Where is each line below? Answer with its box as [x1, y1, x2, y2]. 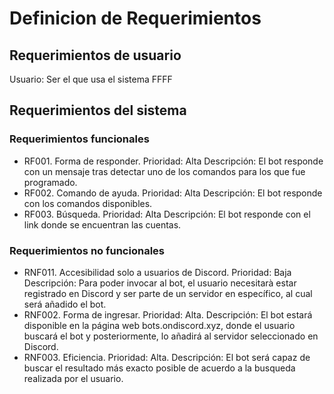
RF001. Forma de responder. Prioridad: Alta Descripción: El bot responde [23, 155, 324, 167]
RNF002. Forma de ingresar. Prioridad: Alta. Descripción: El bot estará [23, 308, 313, 321]
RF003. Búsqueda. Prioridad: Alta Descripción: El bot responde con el [23, 208, 311, 220]
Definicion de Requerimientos [9, 7, 262, 30]
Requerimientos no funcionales [9, 243, 165, 257]
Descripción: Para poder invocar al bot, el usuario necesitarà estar [23, 277, 297, 289]
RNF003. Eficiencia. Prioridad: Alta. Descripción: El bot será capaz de [23, 351, 311, 363]
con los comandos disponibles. [23, 197, 153, 209]
